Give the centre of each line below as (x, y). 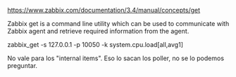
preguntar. (22, 65)
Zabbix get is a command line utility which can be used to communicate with (118, 23)
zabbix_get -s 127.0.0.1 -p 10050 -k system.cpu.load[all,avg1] (95, 44)
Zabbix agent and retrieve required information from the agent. (98, 31)
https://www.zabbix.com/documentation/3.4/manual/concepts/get (104, 10)
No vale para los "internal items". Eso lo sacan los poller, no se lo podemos (116, 58)
